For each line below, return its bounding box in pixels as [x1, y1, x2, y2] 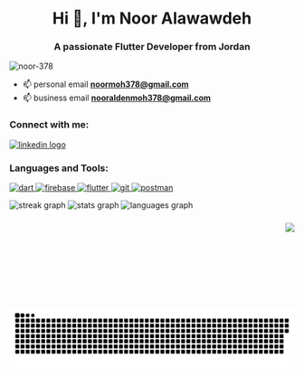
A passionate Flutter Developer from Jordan [53, 41, 251, 53]
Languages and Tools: [9, 162, 109, 174]
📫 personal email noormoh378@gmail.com [22, 79, 189, 90]
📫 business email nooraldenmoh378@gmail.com [22, 92, 211, 103]
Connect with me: [9, 118, 90, 131]
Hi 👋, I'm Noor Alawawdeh [52, 8, 252, 29]
